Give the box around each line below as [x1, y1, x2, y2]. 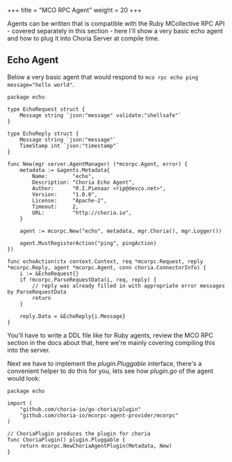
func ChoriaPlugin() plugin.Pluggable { [7, 436, 126, 443]
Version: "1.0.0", [32, 191, 98, 198]
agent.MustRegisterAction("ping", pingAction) [19, 239, 157, 246]
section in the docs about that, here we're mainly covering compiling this [7, 338, 215, 346]
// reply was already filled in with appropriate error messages [32, 282, 226, 289]
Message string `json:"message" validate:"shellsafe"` [19, 111, 182, 119]
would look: [7, 374, 40, 382]
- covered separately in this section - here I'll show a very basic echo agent [7, 27, 224, 35]
